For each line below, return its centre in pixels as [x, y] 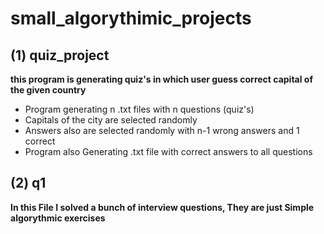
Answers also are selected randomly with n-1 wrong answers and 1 [162, 130]
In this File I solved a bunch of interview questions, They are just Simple [162, 207]
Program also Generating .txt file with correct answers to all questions [168, 151]
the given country [48, 90]
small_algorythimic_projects [131, 18]
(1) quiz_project [60, 55]
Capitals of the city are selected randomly [111, 120]
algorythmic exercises [58, 218]
